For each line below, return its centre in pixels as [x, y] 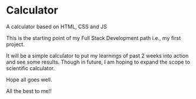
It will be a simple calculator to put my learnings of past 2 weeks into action [97, 55]
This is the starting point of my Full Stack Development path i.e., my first [94, 38]
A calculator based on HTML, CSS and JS [57, 27]
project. [16, 44]
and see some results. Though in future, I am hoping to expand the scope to [98, 62]
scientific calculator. [30, 68]
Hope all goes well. [29, 80]
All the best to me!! [29, 91]
